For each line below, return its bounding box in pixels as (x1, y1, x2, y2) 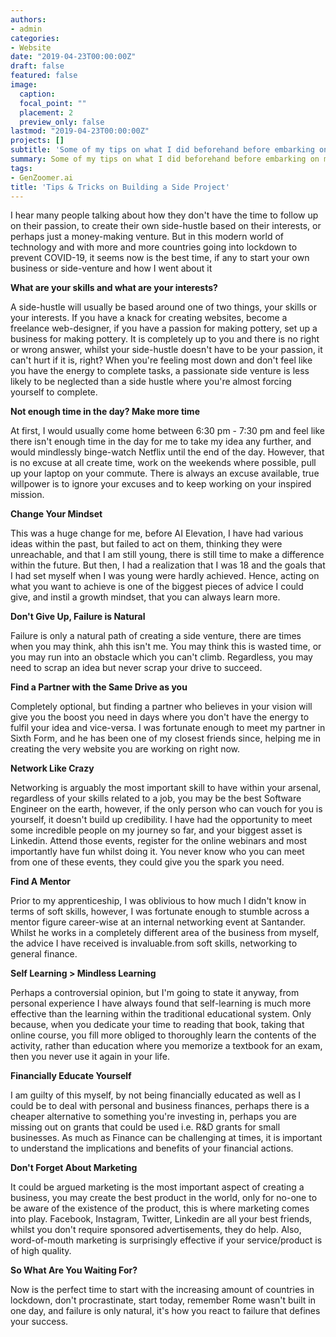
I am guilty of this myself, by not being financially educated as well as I (10, 1089, 302, 1101)
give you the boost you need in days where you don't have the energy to (10, 711, 310, 723)
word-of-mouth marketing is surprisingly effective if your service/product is (10, 1234, 323, 1246)
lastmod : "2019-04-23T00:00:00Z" (10, 126, 150, 136)
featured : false (10, 71, 78, 81)
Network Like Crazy (10, 762, 95, 775)
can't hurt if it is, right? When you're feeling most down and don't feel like (10, 354, 313, 366)
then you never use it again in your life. (10, 1051, 170, 1063)
